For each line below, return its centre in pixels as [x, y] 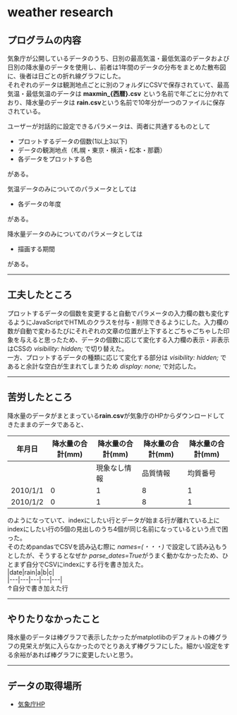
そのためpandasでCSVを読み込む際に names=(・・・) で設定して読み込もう [117, 546]
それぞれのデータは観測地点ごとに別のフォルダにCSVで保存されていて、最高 [119, 85]
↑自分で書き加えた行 [38, 588]
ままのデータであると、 [53, 424]
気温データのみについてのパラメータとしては [72, 189]
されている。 [26, 111]
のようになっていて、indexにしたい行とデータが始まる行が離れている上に [114, 520]
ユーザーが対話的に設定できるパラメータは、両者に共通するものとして [109, 126]
